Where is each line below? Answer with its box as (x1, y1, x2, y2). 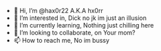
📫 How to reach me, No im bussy (13, 37, 110, 44)
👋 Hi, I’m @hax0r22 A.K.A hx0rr (13, 7, 103, 14)
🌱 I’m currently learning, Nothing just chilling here (13, 21, 154, 29)
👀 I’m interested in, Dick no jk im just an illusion (13, 14, 147, 22)
